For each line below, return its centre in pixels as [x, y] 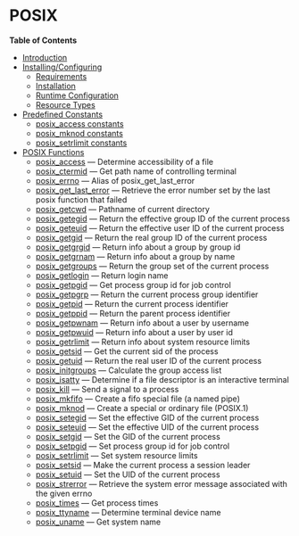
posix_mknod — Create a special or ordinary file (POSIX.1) [142, 408]
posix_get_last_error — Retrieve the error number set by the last [153, 190]
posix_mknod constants [79, 133]
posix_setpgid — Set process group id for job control [133, 446]
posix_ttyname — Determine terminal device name [128, 512]
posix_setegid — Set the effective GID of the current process [147, 417]
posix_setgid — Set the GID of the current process [128, 436]
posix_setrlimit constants [81, 143]
